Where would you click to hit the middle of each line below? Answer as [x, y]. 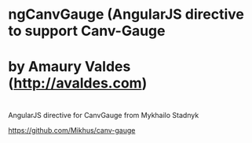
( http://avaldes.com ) [78, 83]
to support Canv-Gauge [87, 31]
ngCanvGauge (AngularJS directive [126, 14]
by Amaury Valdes [69, 67]
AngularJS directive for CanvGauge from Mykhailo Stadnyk [104, 115]
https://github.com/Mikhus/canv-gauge [72, 130]
